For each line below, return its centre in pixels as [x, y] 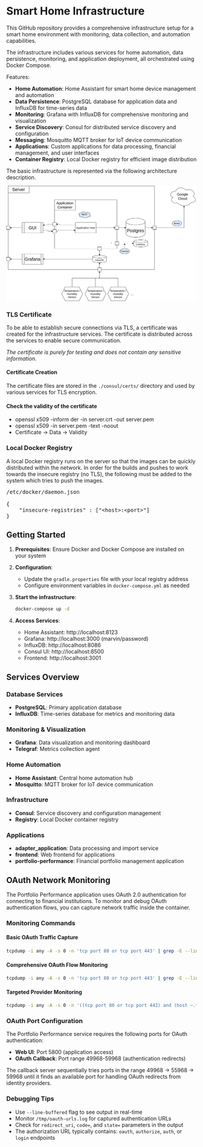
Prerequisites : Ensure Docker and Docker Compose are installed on [100, 549]
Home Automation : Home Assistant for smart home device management [105, 88]
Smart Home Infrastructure [76, 11]
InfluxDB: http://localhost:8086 [63, 645]
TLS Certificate [29, 314]
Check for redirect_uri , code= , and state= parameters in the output [99, 1125]
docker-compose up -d [42, 609]
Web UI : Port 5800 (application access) [64, 1052]
